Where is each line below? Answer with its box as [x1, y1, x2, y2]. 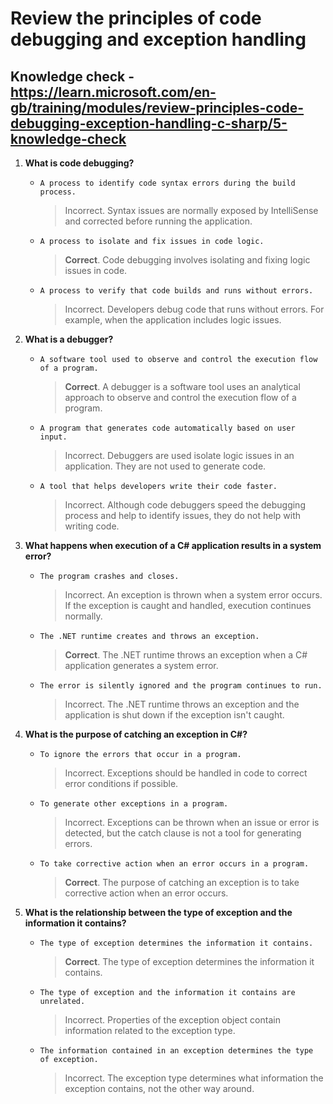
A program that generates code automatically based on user [39, 423, 296, 433]
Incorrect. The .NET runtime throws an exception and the [64, 698, 300, 710]
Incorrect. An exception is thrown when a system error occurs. [64, 589, 323, 601]
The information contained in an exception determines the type [39, 1046, 314, 1056]
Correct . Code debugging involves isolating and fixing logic [64, 254, 311, 266]
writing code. [64, 520, 120, 532]
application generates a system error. [64, 660, 219, 671]
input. [39, 432, 68, 442]
